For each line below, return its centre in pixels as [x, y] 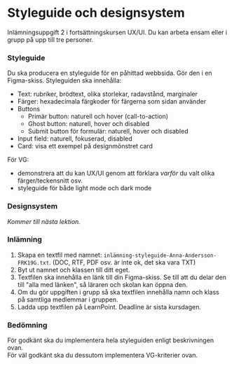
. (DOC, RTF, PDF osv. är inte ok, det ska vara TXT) [122, 262]
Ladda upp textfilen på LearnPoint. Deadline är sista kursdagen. [109, 307]
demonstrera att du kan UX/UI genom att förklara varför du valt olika [116, 174]
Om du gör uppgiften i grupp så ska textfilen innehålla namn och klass [118, 292]
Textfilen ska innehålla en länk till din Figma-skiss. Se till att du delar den [122, 277]
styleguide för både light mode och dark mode [84, 188]
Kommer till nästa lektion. [44, 221]
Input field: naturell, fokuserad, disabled [75, 139]
